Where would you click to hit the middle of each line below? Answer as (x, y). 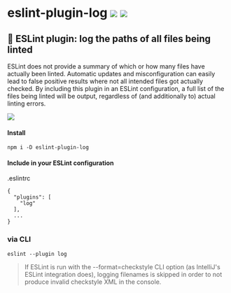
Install (16, 133)
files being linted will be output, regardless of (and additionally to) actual (111, 96)
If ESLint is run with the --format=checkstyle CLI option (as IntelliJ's (122, 266)
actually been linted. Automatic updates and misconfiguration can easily (111, 74)
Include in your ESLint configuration (61, 163)
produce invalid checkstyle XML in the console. (93, 282)
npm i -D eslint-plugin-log (48, 148)
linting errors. (27, 103)
